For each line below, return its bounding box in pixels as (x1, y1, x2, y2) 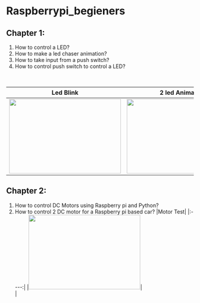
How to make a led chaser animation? (14, 50, 107, 57)
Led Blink (51, 88, 79, 97)
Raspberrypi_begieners (6, 4, 126, 18)
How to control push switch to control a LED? (14, 63, 126, 70)
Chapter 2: (6, 186, 46, 196)
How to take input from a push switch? (14, 57, 110, 63)
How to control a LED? (14, 44, 70, 51)
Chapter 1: (6, 28, 45, 38)
